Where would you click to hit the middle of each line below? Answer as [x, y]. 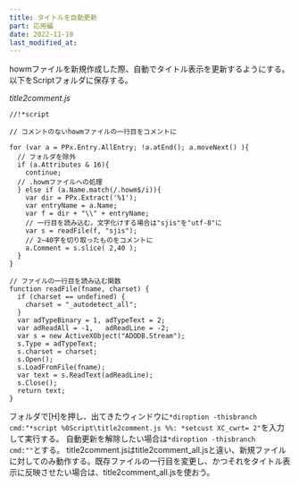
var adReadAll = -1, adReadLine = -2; [93, 328]
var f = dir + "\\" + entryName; [87, 214]
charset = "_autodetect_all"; [82, 305]
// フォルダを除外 [47, 158]
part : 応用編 [31, 26]
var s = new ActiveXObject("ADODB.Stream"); [101, 337]
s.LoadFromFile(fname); [61, 368]
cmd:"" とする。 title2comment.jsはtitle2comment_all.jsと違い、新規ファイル [148, 450]
